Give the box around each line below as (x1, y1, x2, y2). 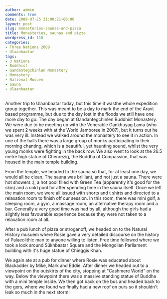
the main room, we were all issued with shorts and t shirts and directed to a (5, 190, 160, 196)
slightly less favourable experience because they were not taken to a (5, 211, 147, 217)
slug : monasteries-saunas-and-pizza (5, 26, 81, 31)
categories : (5, 40, 30, 45)
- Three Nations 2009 (5, 45, 50, 50)
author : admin (5, 7, 35, 13)
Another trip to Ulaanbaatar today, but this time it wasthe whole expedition (5, 100, 158, 106)
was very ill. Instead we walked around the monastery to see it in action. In (5, 132, 159, 138)
